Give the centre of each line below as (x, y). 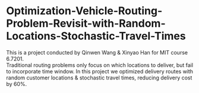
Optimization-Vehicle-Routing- (84, 11)
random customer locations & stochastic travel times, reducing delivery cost (99, 78)
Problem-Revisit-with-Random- (86, 23)
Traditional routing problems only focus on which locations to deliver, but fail (100, 65)
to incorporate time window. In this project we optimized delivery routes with (100, 71)
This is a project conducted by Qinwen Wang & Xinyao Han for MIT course (97, 52)
